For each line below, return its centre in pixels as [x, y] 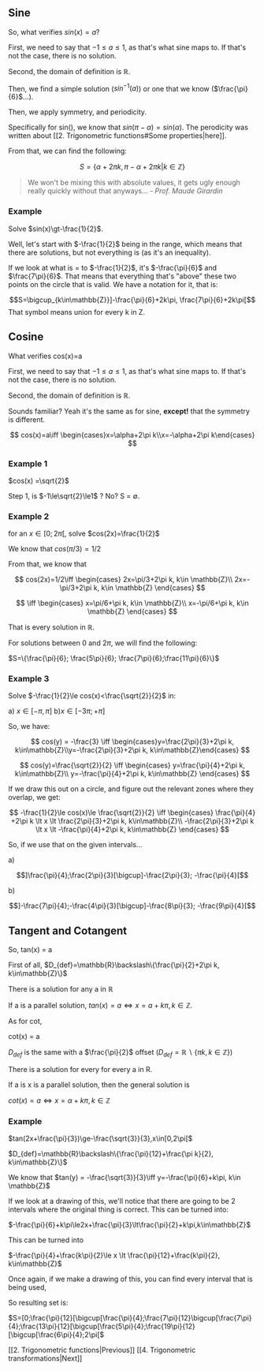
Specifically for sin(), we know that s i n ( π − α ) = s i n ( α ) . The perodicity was [128, 127]
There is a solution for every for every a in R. [80, 1070]
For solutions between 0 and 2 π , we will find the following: [103, 643]
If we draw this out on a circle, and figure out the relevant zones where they [131, 789]
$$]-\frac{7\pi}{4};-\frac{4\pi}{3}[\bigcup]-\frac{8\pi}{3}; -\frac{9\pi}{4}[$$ [132, 906]
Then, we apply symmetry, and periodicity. [78, 112]
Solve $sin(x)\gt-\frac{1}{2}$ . [56, 229]
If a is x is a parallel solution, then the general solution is [99, 1085]
